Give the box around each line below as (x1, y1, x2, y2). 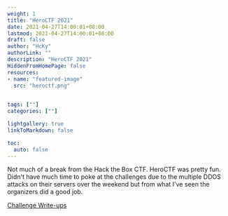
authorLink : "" (7, 50, 52, 57)
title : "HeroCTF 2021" (7, 17, 73, 24)
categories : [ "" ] (7, 108, 58, 115)
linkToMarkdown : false (7, 127, 73, 134)
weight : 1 (7, 10, 36, 18)
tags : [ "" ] (7, 101, 39, 109)
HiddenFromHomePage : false (7, 62, 86, 69)
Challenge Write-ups (7, 201, 67, 210)
